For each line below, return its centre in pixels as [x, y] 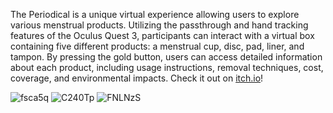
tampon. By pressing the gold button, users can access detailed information [166, 57]
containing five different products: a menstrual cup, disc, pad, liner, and [157, 46]
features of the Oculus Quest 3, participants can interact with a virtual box [162, 35]
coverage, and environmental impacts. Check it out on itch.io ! [137, 78]
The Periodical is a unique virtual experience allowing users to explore [155, 14]
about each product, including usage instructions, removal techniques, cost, [167, 67]
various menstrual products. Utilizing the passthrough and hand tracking [159, 25]
